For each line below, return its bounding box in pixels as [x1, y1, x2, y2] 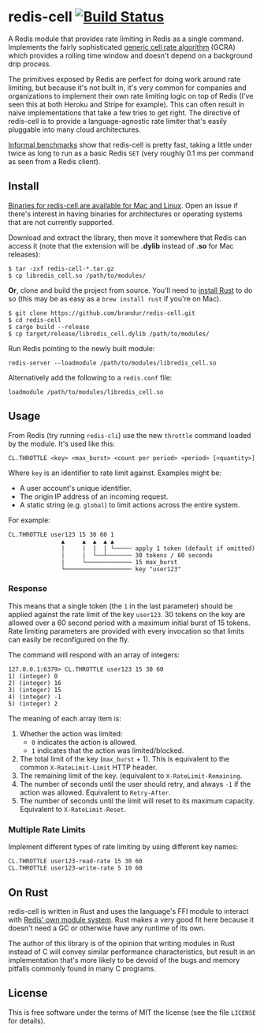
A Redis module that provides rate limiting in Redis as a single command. [8, 34, 244, 43]
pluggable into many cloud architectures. [8, 125, 141, 134]
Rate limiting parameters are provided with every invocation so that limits [8, 626, 244, 635]
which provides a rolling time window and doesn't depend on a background [8, 51, 254, 60]
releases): [8, 249, 41, 259]
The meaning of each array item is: [8, 713, 122, 723]
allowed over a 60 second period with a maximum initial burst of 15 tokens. [8, 618, 251, 627]
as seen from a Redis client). [8, 156, 101, 166]
